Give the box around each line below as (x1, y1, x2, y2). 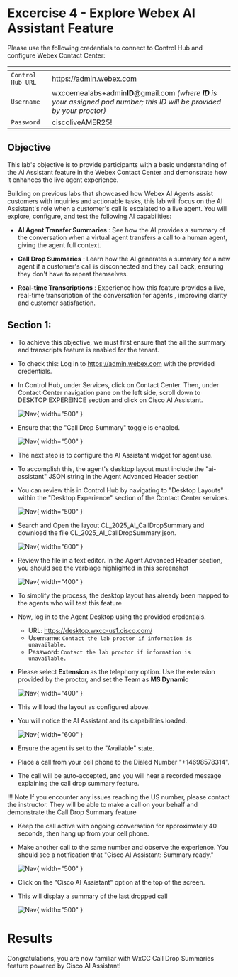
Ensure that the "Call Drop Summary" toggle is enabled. (17, 423, 181, 431)
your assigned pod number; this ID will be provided (52, 97, 222, 107)
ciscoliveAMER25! (52, 117, 113, 127)
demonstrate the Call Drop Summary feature (7, 808, 137, 816)
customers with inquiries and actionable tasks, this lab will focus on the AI (7, 197, 223, 205)
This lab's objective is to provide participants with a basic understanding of (7, 160, 227, 168)
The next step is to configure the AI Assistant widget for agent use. (17, 450, 214, 459)
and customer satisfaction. (17, 298, 96, 307)
